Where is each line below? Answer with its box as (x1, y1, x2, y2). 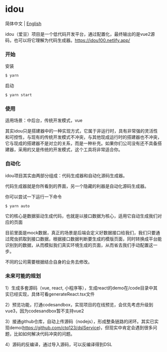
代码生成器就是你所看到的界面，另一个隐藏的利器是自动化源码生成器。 (5, 183, 149, 189)
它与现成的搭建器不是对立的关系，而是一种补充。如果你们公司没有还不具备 (5, 141, 158, 146)
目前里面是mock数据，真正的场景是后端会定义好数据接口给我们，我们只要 (5, 230, 156, 236)
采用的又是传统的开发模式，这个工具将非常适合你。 (18, 146, 123, 152)
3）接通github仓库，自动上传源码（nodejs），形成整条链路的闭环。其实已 (5, 318, 155, 324)
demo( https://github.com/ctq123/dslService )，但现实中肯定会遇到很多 (9, 324, 153, 331)
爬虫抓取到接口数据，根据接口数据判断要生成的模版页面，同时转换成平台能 (9, 236, 162, 242)
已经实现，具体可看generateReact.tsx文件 (9, 291, 95, 297)
